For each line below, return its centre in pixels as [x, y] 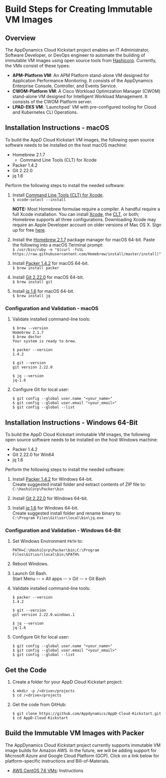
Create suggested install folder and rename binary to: [67, 513]
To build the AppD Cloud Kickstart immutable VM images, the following [78, 434]
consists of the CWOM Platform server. [52, 102]
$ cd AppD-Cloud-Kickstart [40, 718]
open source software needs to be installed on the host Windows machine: [82, 440]
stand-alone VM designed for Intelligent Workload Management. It [80, 96]
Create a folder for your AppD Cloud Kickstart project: [67, 682]
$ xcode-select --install [39, 199]
